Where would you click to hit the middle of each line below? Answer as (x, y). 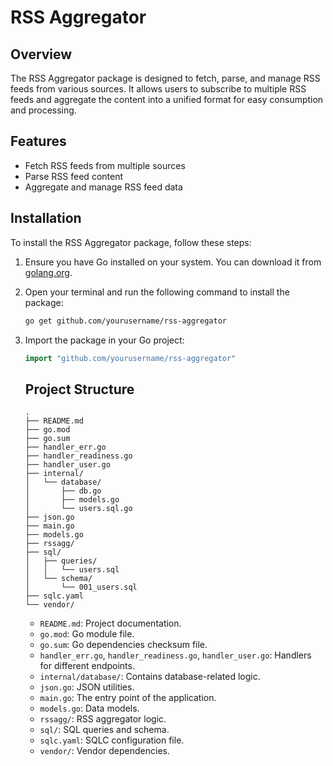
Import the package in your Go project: (104, 340)
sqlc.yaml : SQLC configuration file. (112, 740)
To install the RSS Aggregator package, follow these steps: (131, 242)
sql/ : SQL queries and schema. (104, 730)
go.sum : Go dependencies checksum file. (123, 645)
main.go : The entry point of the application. (128, 698)
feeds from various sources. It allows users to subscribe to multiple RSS (158, 89)
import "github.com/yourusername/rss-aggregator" (130, 358)
